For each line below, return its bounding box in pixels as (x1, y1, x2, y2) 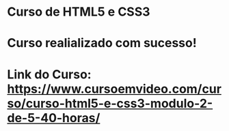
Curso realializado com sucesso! (7, 35, 197, 51)
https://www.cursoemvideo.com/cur (7, 81, 222, 96)
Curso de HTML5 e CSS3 (7, 4, 150, 20)
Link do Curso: (7, 66, 92, 82)
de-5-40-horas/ (7, 110, 100, 126)
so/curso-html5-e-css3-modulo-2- (7, 96, 213, 111)
